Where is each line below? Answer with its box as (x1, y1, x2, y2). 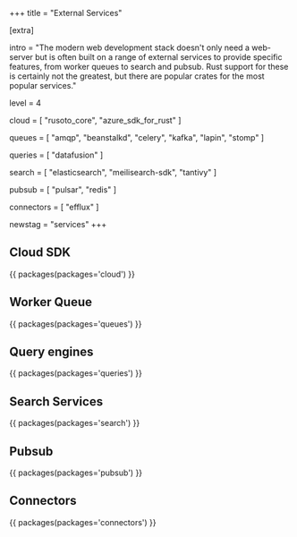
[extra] (9, 25, 34, 35)
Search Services (9, 394, 104, 409)
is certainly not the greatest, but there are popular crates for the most (9, 71, 266, 81)
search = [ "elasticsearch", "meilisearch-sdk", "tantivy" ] (9, 167, 217, 177)
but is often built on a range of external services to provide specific (35, 52, 283, 62)
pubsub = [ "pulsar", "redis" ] (9, 184, 117, 195)
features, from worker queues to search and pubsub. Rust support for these (9, 62, 289, 72)
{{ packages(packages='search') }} (9, 418, 140, 429)
